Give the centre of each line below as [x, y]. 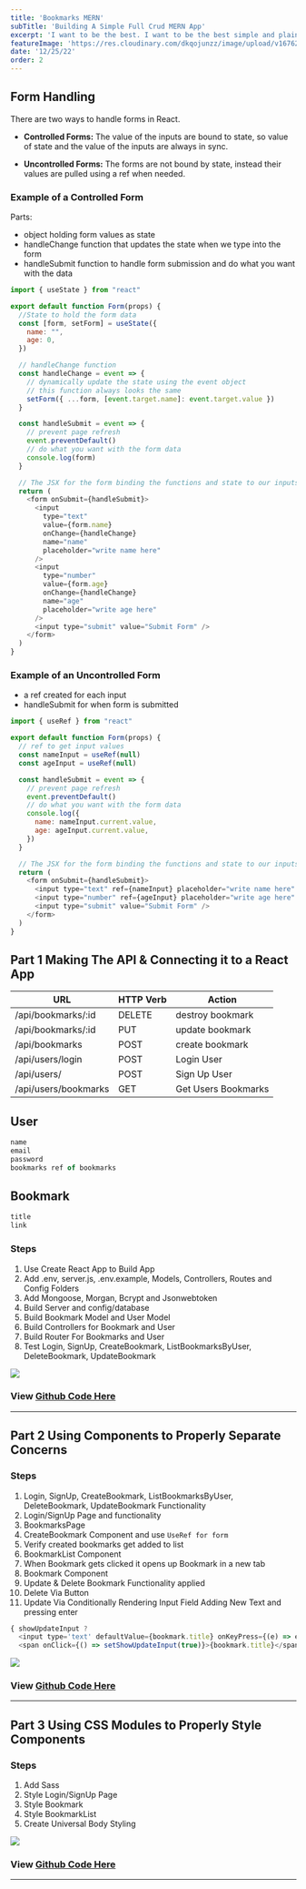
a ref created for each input [75, 695]
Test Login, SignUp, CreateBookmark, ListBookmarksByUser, [138, 1346]
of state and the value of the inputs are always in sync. [126, 146]
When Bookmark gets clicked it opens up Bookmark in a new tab [144, 1563]
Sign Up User [204, 1074]
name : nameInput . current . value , [95, 822]
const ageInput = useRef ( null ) [78, 763]
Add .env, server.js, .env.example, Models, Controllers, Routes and [148, 1278]
